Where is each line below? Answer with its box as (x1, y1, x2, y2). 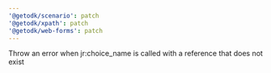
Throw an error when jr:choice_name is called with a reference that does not (8, 49, 263, 59)
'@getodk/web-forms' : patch (8, 26, 104, 34)
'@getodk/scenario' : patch (8, 11, 100, 20)
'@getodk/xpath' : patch (8, 19, 89, 27)
